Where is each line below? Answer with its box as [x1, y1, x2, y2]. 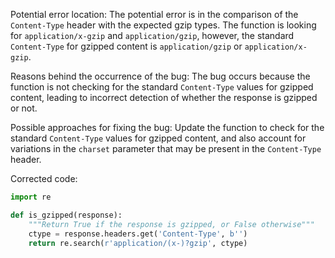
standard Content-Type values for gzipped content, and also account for [10, 132, 307, 144]
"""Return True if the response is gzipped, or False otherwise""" [28, 219, 315, 229]
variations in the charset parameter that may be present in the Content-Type [10, 143, 322, 154]
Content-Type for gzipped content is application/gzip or [10, 40, 243, 52]
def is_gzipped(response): [10, 210, 123, 220]
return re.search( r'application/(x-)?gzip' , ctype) [28, 238, 248, 248]
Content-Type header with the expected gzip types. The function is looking [10, 19, 317, 31]
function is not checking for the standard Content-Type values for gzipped [10, 81, 314, 93]
